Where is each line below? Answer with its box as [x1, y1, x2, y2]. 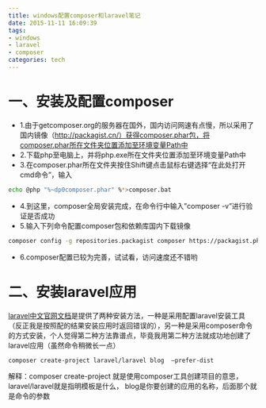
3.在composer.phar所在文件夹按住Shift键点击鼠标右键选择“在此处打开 [19, 160, 246, 169]
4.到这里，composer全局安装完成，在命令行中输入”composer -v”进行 [19, 201, 246, 210]
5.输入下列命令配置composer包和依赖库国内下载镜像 [19, 221, 192, 230]
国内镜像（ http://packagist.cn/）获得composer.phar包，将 [19, 130, 210, 140]
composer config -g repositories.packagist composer [8, 237, 186, 244]
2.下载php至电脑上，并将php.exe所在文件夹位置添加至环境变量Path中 [19, 150, 247, 160]
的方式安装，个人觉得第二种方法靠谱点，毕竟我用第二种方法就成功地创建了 [8, 330, 251, 340]
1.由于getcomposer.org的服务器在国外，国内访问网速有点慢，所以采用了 [19, 120, 255, 129]
